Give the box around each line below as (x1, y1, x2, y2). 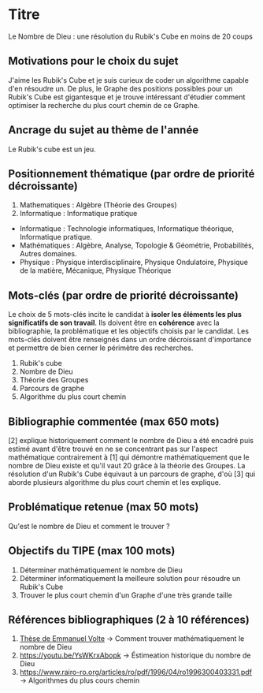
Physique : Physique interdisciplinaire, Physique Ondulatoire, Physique (19, 258, 248, 267)
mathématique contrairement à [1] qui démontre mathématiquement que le (8, 453, 250, 462)
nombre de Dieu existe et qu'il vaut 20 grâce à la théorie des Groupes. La (8, 461, 246, 470)
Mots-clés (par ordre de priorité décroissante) (8, 289, 239, 302)
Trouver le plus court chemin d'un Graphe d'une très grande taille (19, 590, 232, 600)
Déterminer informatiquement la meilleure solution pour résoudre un (19, 573, 241, 583)
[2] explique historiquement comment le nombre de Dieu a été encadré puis (8, 436, 254, 445)
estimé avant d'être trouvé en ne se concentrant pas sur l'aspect (8, 444, 218, 453)
